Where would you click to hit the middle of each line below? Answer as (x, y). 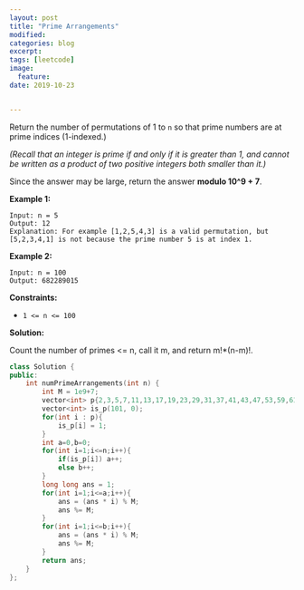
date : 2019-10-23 (42, 85)
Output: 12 (30, 223)
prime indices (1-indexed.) (58, 136)
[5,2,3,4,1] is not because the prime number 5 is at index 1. (131, 239)
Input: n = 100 (38, 273)
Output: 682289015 (44, 280)
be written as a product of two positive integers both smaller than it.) (138, 163)
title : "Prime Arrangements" (64, 26)
